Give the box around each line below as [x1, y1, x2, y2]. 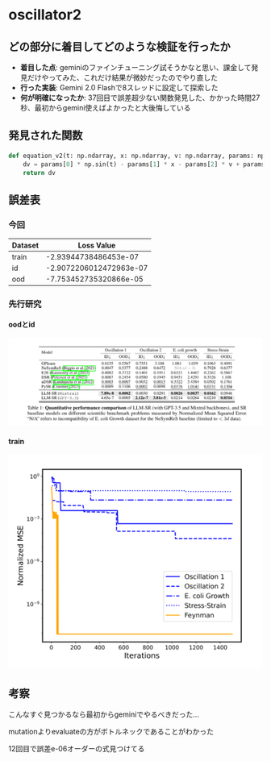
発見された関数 [8, 129, 83, 143]
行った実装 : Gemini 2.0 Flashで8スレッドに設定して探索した [19, 83, 219, 92]
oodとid [8, 320, 35, 330]
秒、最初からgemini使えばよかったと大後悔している [19, 103, 191, 112]
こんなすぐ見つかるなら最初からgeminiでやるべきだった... [8, 709, 200, 719]
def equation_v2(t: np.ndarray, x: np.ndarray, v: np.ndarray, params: [8, 152, 254, 160]
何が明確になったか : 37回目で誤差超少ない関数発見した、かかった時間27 [19, 93, 261, 102]
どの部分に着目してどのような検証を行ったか [8, 40, 231, 53]
